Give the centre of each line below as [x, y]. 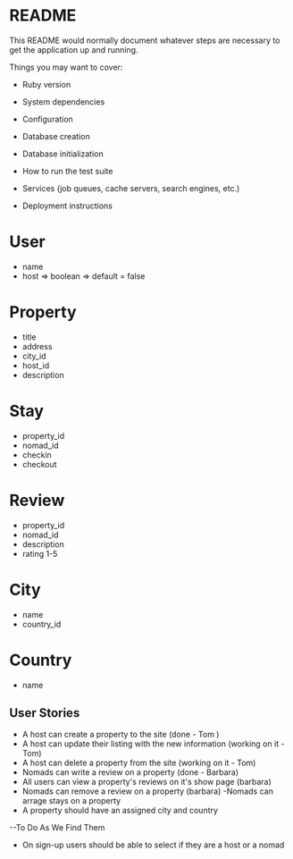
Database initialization [63, 154]
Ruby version [46, 84]
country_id [42, 624]
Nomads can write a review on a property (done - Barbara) [130, 772]
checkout [39, 464]
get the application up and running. [74, 49]
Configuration [47, 119]
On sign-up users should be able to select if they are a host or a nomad [153, 845]
